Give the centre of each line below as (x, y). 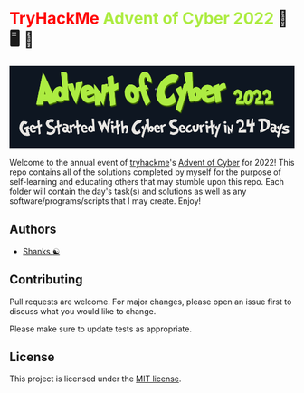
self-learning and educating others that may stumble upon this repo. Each (147, 181)
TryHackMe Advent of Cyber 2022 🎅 (149, 19)
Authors (33, 230)
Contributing (46, 280)
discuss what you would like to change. (83, 311)
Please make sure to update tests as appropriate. (101, 329)
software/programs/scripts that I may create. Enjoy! (105, 201)
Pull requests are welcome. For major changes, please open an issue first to (151, 302)
